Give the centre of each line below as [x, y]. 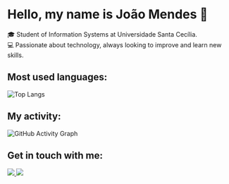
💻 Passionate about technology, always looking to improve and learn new [114, 44]
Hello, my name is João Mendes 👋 [108, 14]
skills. [16, 55]
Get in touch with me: [55, 155]
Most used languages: [57, 77]
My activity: [34, 117]
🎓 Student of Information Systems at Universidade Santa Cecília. [102, 34]
